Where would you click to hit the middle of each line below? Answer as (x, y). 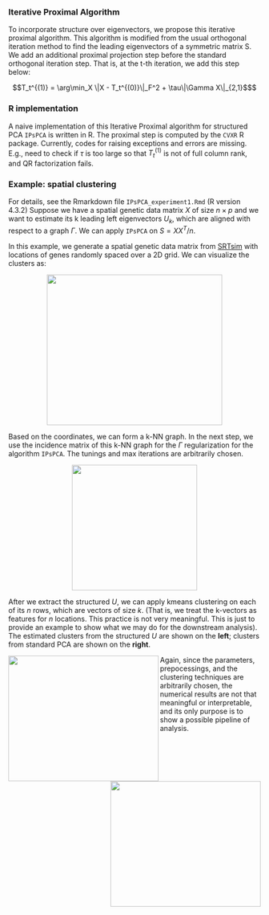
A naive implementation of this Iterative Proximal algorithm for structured (128, 126)
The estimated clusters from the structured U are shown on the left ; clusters (134, 635)
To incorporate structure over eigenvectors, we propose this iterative (122, 30)
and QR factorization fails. (51, 164)
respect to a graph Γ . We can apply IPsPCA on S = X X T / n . (102, 230)
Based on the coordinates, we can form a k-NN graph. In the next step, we (131, 436)
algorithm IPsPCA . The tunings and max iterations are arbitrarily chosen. (126, 453)
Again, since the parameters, (207, 660)
